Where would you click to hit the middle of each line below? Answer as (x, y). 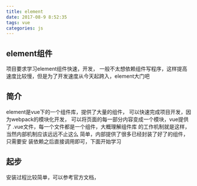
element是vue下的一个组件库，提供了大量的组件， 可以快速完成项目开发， (96, 112)
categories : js (25, 28)
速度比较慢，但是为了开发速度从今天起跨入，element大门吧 (78, 76)
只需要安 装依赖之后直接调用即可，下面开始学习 (64, 141)
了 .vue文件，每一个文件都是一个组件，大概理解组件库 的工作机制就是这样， (98, 126)
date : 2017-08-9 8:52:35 (37, 17)
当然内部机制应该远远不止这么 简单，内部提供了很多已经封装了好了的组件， (97, 134)
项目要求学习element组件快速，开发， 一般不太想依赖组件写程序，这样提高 (97, 69)
